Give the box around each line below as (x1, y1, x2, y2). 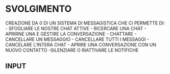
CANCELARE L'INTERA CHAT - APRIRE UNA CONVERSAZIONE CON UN (5, 41, 157, 47)
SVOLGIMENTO (5, 3, 72, 15)
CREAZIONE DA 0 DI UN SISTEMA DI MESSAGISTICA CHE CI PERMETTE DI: (5, 20, 165, 26)
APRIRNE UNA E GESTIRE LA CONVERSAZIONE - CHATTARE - (5, 31, 137, 37)
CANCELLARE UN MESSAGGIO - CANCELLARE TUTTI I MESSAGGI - (5, 36, 150, 42)
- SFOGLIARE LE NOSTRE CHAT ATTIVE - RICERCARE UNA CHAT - (5, 25, 147, 31)
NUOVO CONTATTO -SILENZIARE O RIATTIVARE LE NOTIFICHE (5, 47, 139, 53)
